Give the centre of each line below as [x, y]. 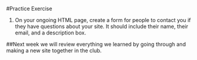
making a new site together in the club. [54, 50]
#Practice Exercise [29, 9]
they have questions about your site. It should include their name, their [101, 26]
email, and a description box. [50, 33]
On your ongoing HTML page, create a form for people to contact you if [103, 20]
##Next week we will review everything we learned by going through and [96, 44]
